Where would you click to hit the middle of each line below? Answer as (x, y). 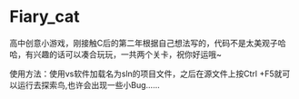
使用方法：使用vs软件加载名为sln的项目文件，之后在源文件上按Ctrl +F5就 (146, 74)
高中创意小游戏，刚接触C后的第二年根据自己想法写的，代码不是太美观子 (144, 43)
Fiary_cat (45, 17)
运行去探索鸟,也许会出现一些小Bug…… (89, 84)
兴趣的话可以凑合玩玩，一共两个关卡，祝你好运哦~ (128, 54)
